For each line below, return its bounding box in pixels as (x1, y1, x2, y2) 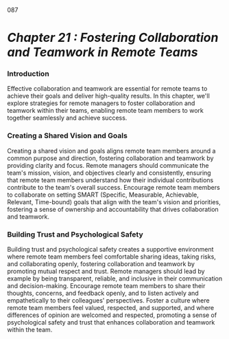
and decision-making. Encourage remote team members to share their (7, 282, 206, 290)
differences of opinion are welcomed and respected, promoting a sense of (7, 311, 217, 319)
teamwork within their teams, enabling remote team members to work (7, 107, 204, 115)
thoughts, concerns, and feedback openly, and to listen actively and (7, 289, 199, 298)
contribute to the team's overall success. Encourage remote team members (7, 183, 221, 191)
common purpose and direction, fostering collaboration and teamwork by (7, 154, 214, 162)
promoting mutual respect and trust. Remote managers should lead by (7, 267, 205, 276)
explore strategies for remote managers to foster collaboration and (7, 99, 195, 107)
